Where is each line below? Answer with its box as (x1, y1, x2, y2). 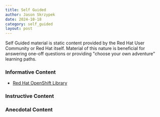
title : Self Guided (5, 7, 46, 13)
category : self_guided (5, 21, 53, 27)
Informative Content (5, 69, 56, 76)
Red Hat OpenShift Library (12, 80, 68, 86)
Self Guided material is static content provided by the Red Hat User (5, 40, 145, 46)
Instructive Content (5, 93, 55, 100)
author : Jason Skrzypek (5, 12, 56, 17)
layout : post (5, 26, 33, 31)
